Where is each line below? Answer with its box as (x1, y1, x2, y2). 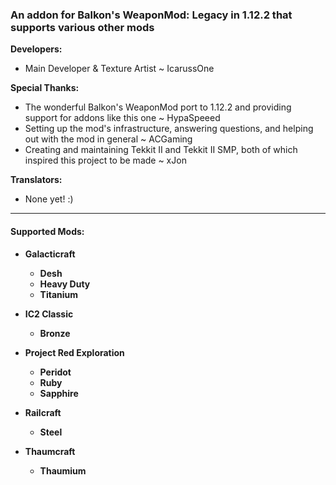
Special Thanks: (10, 82, 80, 94)
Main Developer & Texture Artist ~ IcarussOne (24, 63, 215, 75)
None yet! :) (24, 193, 74, 205)
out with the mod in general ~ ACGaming (24, 133, 193, 145)
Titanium (39, 288, 79, 300)
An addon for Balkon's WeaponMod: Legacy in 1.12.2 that (10, 8, 293, 22)
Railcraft (24, 406, 62, 418)
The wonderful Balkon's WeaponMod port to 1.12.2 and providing (24, 101, 292, 113)
